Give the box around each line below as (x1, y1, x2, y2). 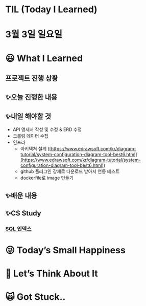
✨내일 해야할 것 (5, 112, 52, 121)
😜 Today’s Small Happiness (5, 245, 126, 256)
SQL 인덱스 (5, 225, 32, 232)
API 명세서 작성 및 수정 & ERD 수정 (12, 126, 82, 133)
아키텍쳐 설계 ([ (20, 146, 51, 152)
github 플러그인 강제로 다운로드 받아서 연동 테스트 (20, 168, 120, 174)
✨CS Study (5, 209, 42, 217)
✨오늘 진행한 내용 (5, 93, 58, 102)
